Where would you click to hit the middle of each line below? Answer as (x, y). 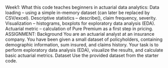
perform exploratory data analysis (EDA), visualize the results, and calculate (84, 50)
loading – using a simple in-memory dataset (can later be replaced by (78, 13)
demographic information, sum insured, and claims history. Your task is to (82, 45)
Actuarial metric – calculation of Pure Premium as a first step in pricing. (79, 29)
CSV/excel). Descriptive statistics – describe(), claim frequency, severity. (81, 18)
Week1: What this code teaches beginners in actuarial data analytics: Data (82, 7)
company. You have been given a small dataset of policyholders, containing (84, 39)
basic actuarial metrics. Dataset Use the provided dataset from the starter (82, 55)
